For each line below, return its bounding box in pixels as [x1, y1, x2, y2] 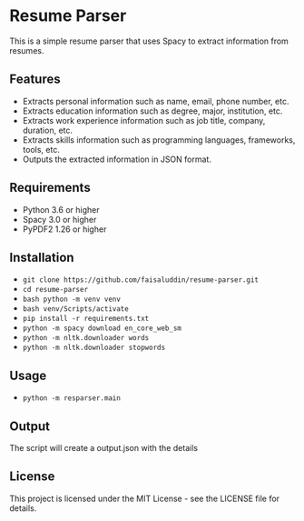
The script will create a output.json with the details [9, 443, 198, 453]
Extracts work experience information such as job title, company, [22, 115, 266, 125]
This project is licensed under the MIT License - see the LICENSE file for [9, 493, 279, 504]
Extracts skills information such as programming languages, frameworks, [22, 134, 296, 145]
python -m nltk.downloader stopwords [22, 343, 166, 353]
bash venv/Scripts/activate [22, 305, 129, 314]
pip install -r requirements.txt [22, 315, 150, 324]
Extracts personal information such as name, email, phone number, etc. [22, 95, 289, 106]
